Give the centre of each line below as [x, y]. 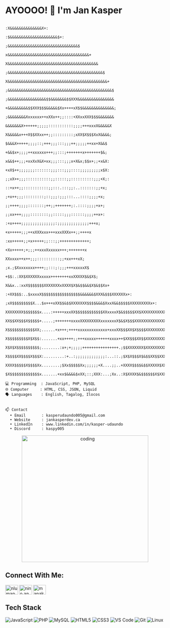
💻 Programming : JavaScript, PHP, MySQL [50, 384]
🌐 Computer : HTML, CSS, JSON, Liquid [51, 389]
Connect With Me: [35, 576]
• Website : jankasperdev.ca [45, 420]
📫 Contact [16, 410]
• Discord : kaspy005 [37, 429]
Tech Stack [23, 608]
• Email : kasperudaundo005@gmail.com [57, 415]
